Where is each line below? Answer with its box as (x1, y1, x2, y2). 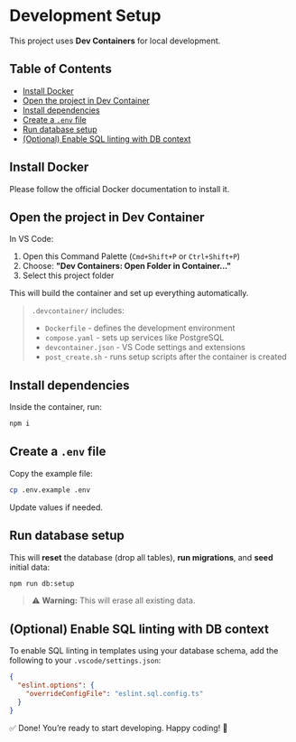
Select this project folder (22, 270, 115, 281)
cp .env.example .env (9, 485, 91, 495)
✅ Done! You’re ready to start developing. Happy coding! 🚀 (9, 722, 228, 733)
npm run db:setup (9, 579, 75, 588)
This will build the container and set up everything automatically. (9, 288, 249, 299)
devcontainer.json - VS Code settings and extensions (44, 342, 245, 353)
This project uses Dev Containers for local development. (9, 35, 221, 46)
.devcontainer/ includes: (31, 305, 125, 316)
